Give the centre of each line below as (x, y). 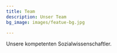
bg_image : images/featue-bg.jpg (45, 22)
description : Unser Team (36, 17)
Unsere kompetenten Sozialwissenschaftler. (59, 44)
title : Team (20, 11)
